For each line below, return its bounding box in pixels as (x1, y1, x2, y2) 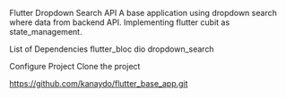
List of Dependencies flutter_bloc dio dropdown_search (9, 44, 214, 54)
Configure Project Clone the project (9, 61, 141, 71)
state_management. (9, 27, 82, 37)
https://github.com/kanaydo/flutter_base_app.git (9, 78, 188, 88)
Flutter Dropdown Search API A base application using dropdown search (9, 8, 278, 18)
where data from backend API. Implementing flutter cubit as (9, 17, 230, 28)
